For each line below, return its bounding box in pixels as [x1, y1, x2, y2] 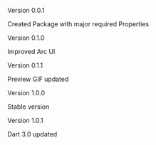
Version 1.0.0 [7, 89, 46, 97]
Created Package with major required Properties [7, 20, 150, 28]
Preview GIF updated [7, 75, 69, 83]
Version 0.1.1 [7, 61, 43, 70]
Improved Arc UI [7, 48, 56, 55]
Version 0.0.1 [7, 6, 45, 14]
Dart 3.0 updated [7, 130, 58, 138]
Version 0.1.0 [7, 33, 45, 42]
